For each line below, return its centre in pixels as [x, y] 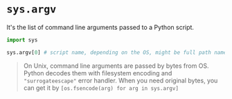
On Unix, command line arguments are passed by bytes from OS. [116, 66]
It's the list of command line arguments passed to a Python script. [100, 27]
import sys [22, 40]
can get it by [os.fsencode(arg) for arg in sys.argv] [101, 88]
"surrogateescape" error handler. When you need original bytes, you [121, 80]
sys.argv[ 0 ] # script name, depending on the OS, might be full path [109, 52]
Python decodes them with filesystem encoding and [98, 73]
